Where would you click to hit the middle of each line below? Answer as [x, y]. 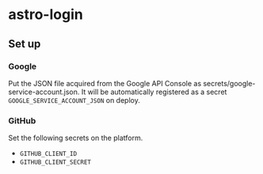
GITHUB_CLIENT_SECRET [55, 163]
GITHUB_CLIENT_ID [48, 154]
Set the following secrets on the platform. [76, 138]
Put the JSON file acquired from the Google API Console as [105, 83]
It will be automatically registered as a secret [154, 92]
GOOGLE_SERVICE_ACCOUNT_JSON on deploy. [74, 100]
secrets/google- [229, 83]
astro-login [46, 15]
